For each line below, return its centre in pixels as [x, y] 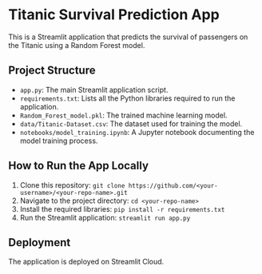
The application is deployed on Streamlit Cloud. [86, 262]
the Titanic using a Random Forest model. [77, 45]
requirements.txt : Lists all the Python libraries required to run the [127, 98]
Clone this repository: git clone [72, 185]
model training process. [59, 141]
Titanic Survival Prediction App [114, 15]
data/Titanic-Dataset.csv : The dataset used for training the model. [131, 123]
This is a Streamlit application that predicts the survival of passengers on [128, 37]
